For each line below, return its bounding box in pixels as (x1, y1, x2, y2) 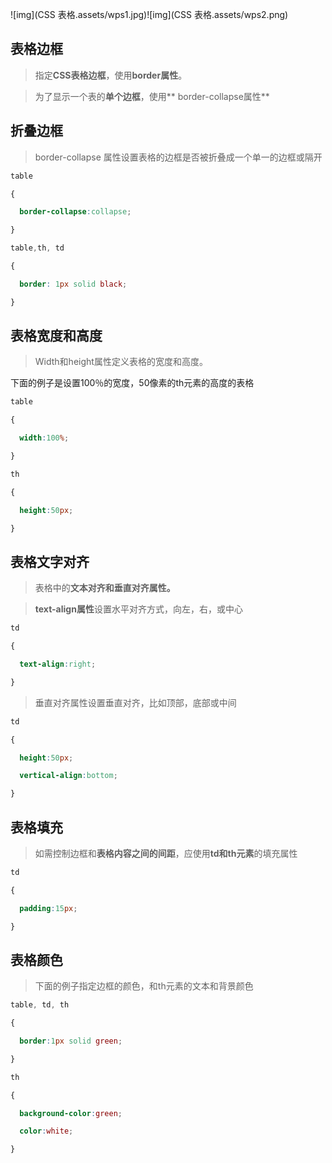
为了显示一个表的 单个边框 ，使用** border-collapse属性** (34, 90, 270, 102)
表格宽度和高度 (10, 328, 103, 345)
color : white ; (19, 1126, 74, 1137)
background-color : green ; (19, 1108, 123, 1118)
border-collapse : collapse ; (19, 207, 132, 217)
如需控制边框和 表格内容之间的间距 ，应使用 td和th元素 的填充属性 (34, 847, 298, 859)
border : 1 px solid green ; (19, 1036, 123, 1046)
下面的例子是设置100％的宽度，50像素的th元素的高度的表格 (10, 377, 255, 389)
